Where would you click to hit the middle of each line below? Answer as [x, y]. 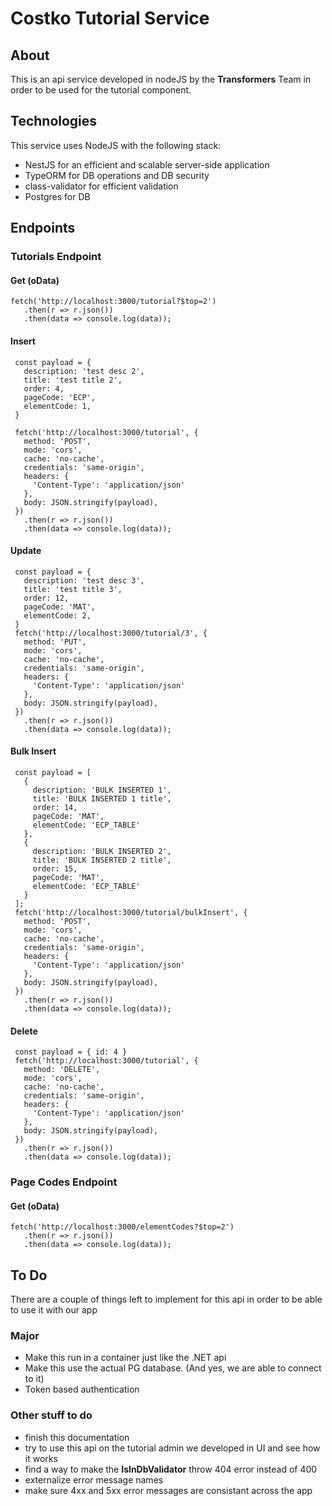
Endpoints [43, 228]
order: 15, [55, 868]
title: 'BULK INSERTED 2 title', [102, 860]
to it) [34, 1379]
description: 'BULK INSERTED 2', [102, 851]
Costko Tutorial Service [110, 18]
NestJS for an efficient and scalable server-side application [147, 164]
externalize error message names [94, 1479]
